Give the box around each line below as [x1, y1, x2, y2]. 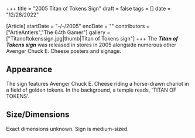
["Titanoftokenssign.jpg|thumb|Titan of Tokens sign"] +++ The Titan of [6, 35, 179, 42]
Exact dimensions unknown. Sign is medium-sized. [6, 125, 129, 132]
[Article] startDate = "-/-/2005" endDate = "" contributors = [6, 23, 150, 29]
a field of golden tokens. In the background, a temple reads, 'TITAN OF [6, 86, 177, 93]
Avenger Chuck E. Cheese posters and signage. [6, 48, 122, 55]
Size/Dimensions [6, 110, 70, 120]
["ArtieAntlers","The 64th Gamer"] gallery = [6, 29, 111, 36]
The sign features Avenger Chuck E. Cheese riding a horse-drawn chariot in [6, 80, 189, 87]
